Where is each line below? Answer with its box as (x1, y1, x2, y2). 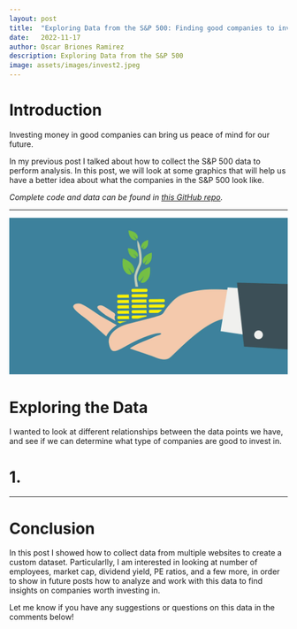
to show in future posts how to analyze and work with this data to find (9, 576, 263, 587)
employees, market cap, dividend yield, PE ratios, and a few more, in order (9, 566, 280, 577)
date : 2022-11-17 (9, 33, 81, 42)
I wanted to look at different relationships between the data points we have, (9, 426, 284, 437)
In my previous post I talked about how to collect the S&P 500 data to (9, 156, 261, 166)
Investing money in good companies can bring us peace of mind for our (9, 129, 270, 140)
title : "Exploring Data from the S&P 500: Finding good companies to (9, 23, 275, 33)
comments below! (9, 611, 74, 623)
